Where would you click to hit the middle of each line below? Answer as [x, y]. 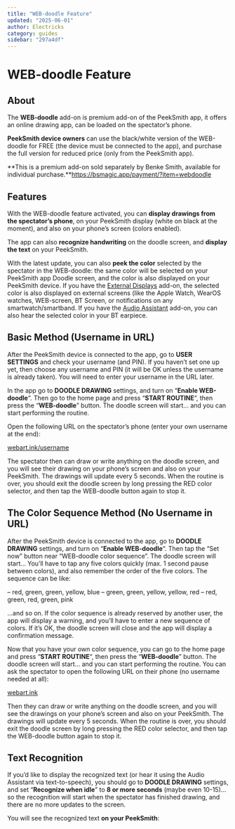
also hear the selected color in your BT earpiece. [78, 315]
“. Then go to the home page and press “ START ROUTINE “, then [120, 398]
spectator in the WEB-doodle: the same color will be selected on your [108, 270]
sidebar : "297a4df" [36, 40]
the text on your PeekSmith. [48, 249]
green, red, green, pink [40, 599]
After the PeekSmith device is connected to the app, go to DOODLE [105, 541]
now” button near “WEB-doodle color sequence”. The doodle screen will [112, 556]
